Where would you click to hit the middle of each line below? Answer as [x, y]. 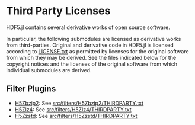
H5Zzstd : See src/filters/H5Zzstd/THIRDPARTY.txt [76, 116]
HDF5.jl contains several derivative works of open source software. [88, 27]
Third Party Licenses [58, 11]
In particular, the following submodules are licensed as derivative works [94, 39]
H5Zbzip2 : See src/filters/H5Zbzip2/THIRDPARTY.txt [79, 103]
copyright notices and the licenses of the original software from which [92, 64]
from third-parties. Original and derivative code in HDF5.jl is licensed [90, 45]
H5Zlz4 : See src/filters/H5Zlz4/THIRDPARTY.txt [73, 109]
